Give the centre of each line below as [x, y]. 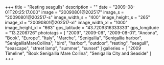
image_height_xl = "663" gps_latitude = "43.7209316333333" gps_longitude [82, 28]
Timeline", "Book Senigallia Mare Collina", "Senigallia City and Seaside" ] [78, 53]
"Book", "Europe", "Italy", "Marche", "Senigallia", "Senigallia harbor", [74, 38]
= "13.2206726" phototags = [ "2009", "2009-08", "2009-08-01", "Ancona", [82, 33]
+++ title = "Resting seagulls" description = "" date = [59, 7]
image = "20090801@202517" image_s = [83, 12]
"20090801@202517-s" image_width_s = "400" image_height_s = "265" [78, 17]
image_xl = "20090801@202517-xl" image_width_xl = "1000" [67, 22]
